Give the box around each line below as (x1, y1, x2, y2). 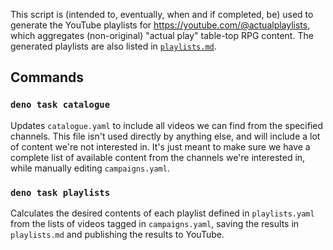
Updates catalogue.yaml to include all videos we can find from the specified (10, 119, 324, 131)
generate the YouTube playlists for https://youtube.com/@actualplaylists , (10, 19, 311, 31)
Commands (10, 69, 85, 86)
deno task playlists (10, 187, 111, 198)
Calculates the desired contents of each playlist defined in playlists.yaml (10, 207, 315, 219)
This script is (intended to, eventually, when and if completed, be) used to (10, 9, 314, 20)
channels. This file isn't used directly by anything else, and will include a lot (10, 130, 321, 142)
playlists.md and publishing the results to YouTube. (10, 228, 225, 240)
